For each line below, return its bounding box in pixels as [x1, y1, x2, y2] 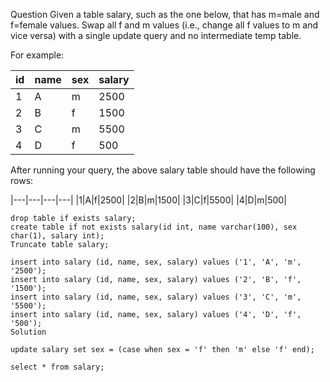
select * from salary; [10, 362, 105, 372]
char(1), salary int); [10, 231, 105, 241]
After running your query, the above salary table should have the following [10, 164, 316, 176]
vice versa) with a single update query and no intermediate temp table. [10, 30, 302, 41]
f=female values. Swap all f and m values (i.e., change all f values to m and [10, 19, 319, 31]
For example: [10, 49, 65, 61]
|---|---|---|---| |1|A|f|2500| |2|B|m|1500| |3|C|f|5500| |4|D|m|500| [10, 194, 287, 206]
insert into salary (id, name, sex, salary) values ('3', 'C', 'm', [10, 292, 302, 302]
